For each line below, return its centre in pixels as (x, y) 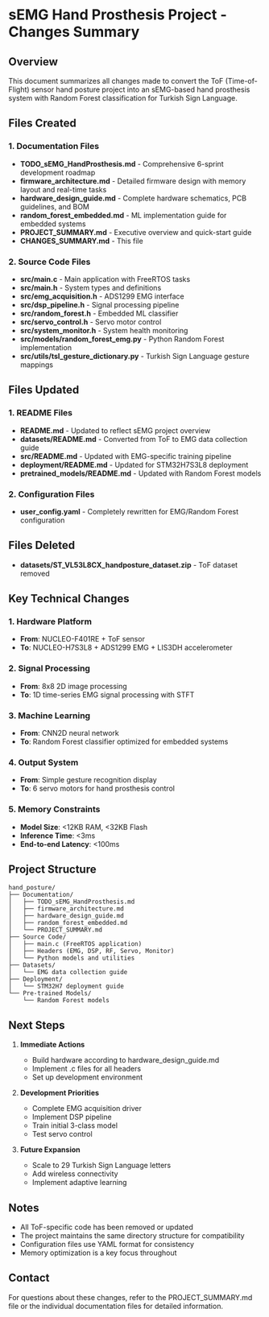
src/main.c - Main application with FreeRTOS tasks (105, 279)
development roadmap (58, 172)
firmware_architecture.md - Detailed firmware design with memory (133, 181)
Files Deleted (42, 545)
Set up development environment (87, 1077)
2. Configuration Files (52, 494)
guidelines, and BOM (55, 206)
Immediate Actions (52, 1045)
